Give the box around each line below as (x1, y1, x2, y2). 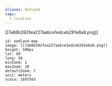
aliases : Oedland (5, 7, 40, 12)
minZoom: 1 (5, 60, 27, 65)
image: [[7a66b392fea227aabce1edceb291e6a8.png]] (5, 43, 108, 48)
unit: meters (5, 73, 32, 78)
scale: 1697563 (5, 77, 36, 82)
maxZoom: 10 (5, 64, 29, 69)
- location (9, 16, 32, 21)
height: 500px (5, 47, 34, 52)
